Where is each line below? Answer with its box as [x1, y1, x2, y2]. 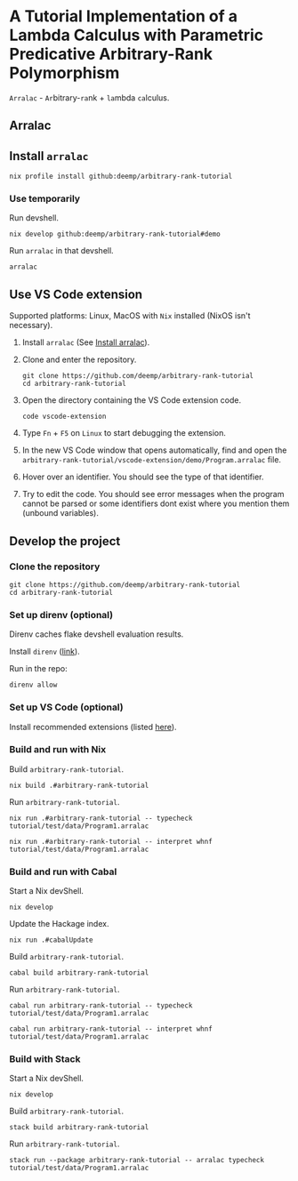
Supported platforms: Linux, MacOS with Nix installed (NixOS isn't [9, 310, 251, 321]
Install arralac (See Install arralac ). [21, 337, 150, 348]
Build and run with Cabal [9, 865, 117, 878]
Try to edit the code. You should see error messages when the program [21, 489, 285, 500]
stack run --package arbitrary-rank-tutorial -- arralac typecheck [9, 1156, 265, 1165]
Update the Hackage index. [9, 919, 109, 929]
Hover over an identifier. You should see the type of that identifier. [21, 471, 264, 482]
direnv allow [9, 680, 58, 690]
